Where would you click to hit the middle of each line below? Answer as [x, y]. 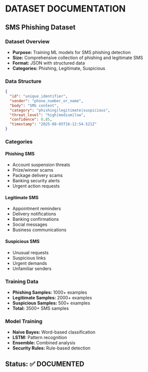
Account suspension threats [41, 165]
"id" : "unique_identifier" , [39, 96]
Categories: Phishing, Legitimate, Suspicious [59, 68]
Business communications [39, 230]
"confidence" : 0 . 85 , [31, 120]
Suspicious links [29, 258]
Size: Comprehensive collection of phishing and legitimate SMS [78, 58]
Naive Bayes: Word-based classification [54, 332]
